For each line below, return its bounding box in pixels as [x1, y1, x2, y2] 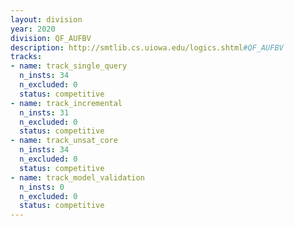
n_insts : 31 [19, 107, 70, 118]
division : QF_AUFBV [10, 33, 92, 43]
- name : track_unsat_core [10, 136, 118, 146]
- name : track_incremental [10, 98, 123, 108]
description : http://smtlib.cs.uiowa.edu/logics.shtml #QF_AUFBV [10, 42, 284, 53]
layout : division [10, 14, 83, 25]
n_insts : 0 [19, 182, 65, 192]
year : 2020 [10, 24, 56, 34]
